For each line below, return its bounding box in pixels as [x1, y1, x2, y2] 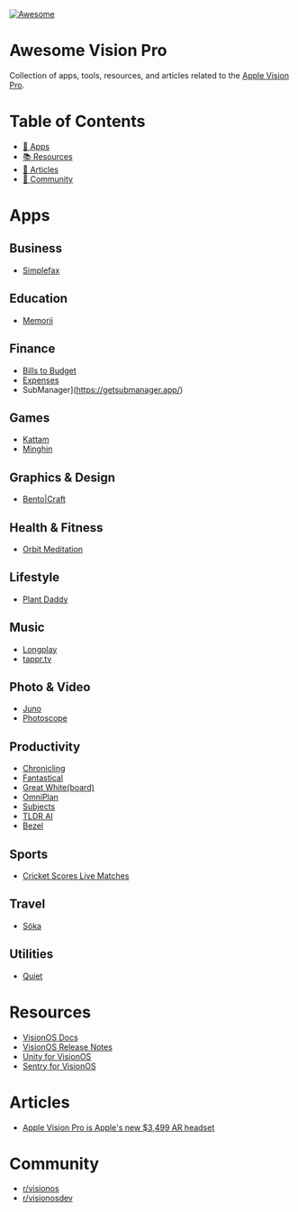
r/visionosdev [22, 1193, 74, 1204]
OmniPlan [22, 792, 59, 803]
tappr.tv [22, 653, 52, 664]
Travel [9, 897, 46, 912]
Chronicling [22, 763, 66, 774]
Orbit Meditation [22, 543, 84, 554]
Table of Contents [9, 112, 146, 132]
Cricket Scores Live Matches [22, 870, 130, 881]
